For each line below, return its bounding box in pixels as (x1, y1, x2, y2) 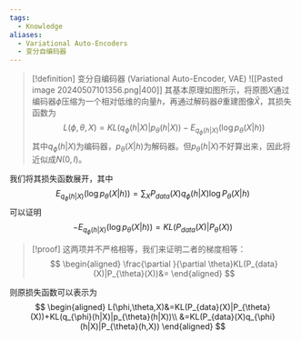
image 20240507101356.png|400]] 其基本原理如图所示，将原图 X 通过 (31, 85, 290, 95)
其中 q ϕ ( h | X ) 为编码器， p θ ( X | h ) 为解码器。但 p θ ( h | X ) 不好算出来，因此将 (31, 141, 291, 155)
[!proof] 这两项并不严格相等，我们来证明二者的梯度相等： (31, 244, 246, 255)
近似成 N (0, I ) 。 (31, 154, 87, 165)
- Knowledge (17, 22, 64, 31)
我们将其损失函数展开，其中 (9, 174, 114, 185)
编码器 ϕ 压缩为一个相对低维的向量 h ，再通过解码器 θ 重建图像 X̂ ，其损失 (31, 96, 292, 107)
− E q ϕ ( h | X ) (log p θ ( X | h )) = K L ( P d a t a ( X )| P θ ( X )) (72, 222, 234, 236)
